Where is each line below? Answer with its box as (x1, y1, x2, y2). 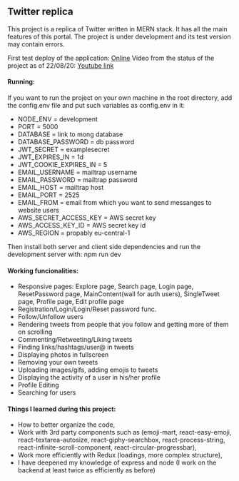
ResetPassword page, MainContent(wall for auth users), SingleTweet (17, 290, 220, 298)
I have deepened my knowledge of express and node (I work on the (17, 458, 217, 467)
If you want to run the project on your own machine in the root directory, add (7, 93, 233, 102)
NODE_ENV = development (17, 115, 98, 123)
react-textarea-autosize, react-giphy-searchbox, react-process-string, (17, 435, 225, 445)
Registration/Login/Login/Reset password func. (17, 305, 157, 313)
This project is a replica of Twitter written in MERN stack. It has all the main (7, 24, 228, 33)
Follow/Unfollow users (17, 313, 83, 321)
